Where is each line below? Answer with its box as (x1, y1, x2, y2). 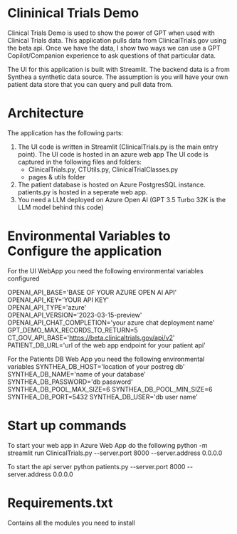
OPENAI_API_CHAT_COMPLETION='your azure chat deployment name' (7, 318, 215, 327)
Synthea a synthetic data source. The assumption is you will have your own (7, 73, 228, 81)
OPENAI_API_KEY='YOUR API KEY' (7, 295, 109, 304)
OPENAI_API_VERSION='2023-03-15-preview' (7, 310, 142, 319)
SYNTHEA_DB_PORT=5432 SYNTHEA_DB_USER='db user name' (7, 392, 198, 401)
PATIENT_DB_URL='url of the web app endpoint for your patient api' (7, 340, 206, 350)
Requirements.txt (7, 495, 113, 511)
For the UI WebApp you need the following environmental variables (7, 266, 204, 275)
